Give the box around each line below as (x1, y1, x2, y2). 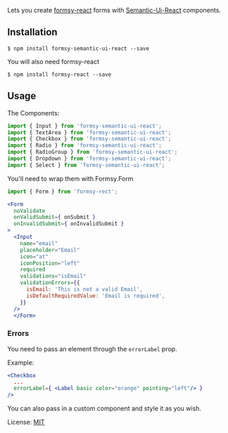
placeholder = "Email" (20, 246, 80, 253)
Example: (7, 358, 34, 367)
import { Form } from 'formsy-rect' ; (7, 188, 118, 195)
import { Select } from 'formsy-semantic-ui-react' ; (7, 161, 165, 168)
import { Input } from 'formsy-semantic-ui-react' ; (7, 123, 162, 130)
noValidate (13, 207, 46, 214)
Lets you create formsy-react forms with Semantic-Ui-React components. (7, 6, 222, 14)
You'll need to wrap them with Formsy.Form (7, 174, 134, 182)
